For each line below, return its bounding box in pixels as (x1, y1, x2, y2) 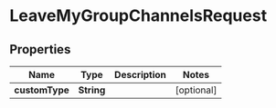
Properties (9, 42, 71, 57)
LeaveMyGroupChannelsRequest (9, 5, 268, 26)
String (78, 83, 106, 96)
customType (14, 83, 70, 96)
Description (113, 69, 167, 81)
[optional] (175, 83, 218, 96)
